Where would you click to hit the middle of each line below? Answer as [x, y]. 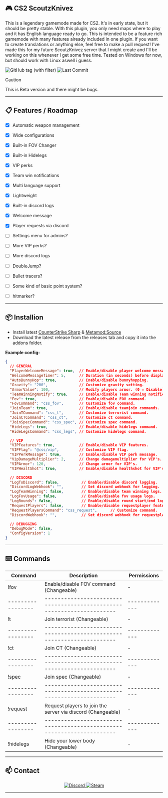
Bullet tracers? [27, 276]
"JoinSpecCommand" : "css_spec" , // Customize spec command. [73, 422]
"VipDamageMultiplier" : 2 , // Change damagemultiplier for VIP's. [86, 459]
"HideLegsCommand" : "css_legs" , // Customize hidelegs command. [78, 431]
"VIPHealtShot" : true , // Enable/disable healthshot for [80, 468]
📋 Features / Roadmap [41, 111]
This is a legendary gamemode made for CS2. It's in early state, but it [77, 23]
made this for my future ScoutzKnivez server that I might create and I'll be [81, 50]
